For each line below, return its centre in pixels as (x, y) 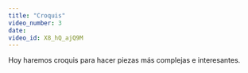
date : (17, 30)
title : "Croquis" (37, 15)
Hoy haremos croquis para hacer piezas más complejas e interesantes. (124, 60)
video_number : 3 (35, 23)
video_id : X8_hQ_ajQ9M (46, 38)
